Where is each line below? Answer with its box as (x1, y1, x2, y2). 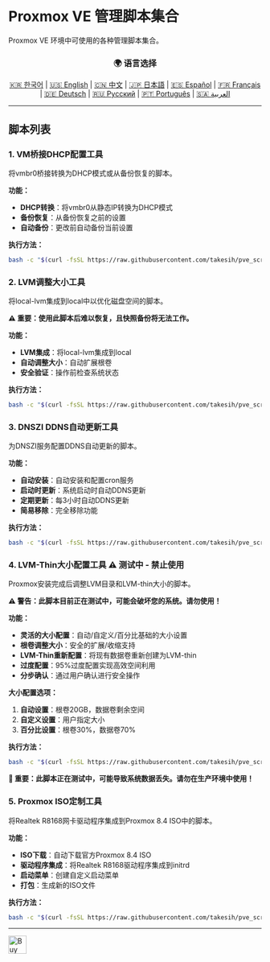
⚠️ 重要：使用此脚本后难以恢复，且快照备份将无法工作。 (8, 313, 194, 323)
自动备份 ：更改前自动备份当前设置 (19, 222, 133, 232)
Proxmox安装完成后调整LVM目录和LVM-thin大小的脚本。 (8, 579, 195, 588)
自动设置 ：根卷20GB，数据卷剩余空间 (19, 705, 145, 715)
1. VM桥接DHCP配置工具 (8, 148, 104, 159)
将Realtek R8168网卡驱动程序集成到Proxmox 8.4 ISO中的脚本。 (8, 815, 217, 825)
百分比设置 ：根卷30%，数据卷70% (19, 725, 137, 735)
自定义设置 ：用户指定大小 (19, 715, 105, 725)
